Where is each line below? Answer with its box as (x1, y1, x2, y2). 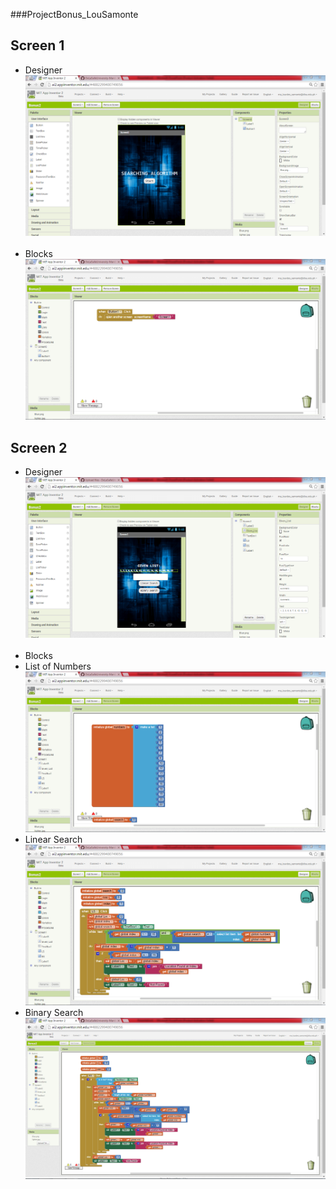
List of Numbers (24, 660, 92, 672)
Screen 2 (10, 439, 68, 456)
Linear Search (24, 833, 83, 845)
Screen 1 (10, 37, 65, 54)
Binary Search (24, 1007, 84, 1019)
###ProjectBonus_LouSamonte (10, 9, 139, 20)
